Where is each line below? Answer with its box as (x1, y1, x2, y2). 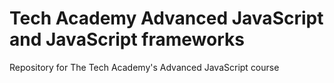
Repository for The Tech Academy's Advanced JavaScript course (9, 61, 280, 73)
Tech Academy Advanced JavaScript (9, 7, 324, 30)
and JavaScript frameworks (9, 28, 245, 51)
